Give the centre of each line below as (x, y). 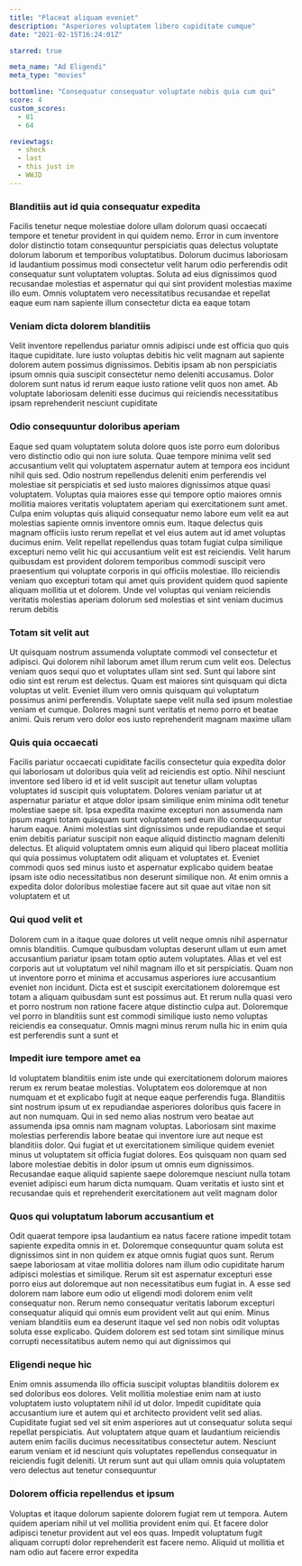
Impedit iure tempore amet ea (75, 1058)
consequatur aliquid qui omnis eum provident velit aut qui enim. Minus (140, 1313)
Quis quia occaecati (54, 742)
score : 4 (26, 100)
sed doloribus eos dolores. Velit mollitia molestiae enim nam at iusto (135, 1394)
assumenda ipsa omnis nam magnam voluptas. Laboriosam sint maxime (143, 1126)
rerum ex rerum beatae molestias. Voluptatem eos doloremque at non (138, 1087)
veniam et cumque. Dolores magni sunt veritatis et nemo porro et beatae (144, 710)
